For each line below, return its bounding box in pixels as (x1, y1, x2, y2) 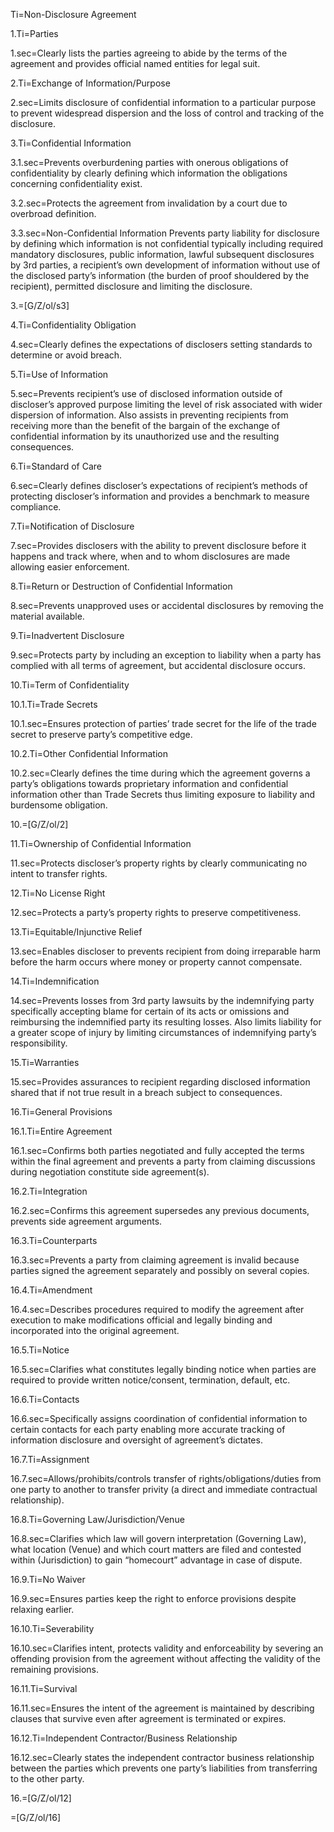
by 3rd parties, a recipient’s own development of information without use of (10, 259, 321, 271)
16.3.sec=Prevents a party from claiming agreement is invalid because (10, 1254, 300, 1266)
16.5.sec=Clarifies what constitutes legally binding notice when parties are (10, 1364, 317, 1375)
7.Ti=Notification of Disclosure (10, 520, 135, 532)
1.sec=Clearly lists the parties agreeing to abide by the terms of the (10, 47, 288, 59)
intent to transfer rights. (10, 868, 108, 879)
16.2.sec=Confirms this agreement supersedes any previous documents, (10, 1205, 310, 1216)
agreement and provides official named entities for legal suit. (10, 58, 261, 69)
